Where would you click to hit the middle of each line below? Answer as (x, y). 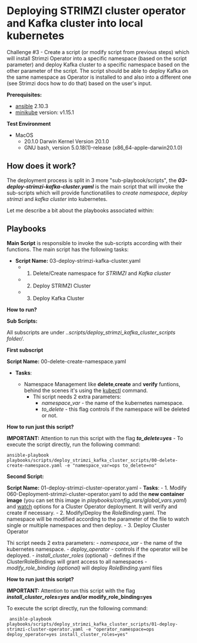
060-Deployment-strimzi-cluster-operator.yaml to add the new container (96, 494)
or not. (50, 415)
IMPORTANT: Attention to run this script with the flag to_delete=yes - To (95, 438)
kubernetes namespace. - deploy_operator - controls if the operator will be (97, 549)
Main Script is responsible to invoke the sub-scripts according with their (94, 243)
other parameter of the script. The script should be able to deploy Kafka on (98, 71)
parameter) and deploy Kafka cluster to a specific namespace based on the (98, 64)
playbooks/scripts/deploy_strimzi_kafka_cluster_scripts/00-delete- (92, 460)
